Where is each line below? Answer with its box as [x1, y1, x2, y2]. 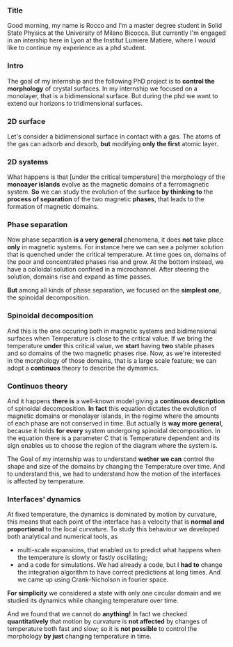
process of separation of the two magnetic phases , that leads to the [7, 195, 204, 203]
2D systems [7, 157, 49, 166]
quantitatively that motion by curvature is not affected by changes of [7, 617, 208, 625]
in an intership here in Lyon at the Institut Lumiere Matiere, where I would [7, 36, 216, 45]
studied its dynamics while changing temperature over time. [7, 596, 179, 605]
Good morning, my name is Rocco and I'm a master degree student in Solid [7, 22, 223, 30]
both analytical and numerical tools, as [7, 532, 118, 541]
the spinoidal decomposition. [7, 293, 90, 302]
